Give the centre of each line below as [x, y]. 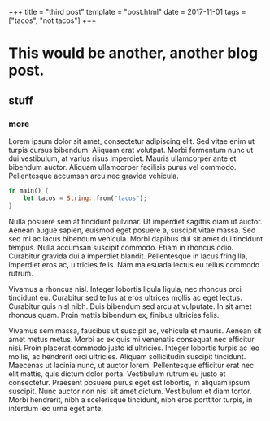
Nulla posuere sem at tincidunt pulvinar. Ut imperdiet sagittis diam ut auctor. [135, 221]
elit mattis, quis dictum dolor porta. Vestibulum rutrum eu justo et [117, 374]
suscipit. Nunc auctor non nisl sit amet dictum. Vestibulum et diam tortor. [130, 391]
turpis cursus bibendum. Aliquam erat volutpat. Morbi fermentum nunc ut [131, 150]
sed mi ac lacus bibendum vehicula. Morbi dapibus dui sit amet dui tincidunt [136, 238]
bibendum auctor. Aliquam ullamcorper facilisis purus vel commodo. [122, 167]
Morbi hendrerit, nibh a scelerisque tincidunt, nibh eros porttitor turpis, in [131, 399]
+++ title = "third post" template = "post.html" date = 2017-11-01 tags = [127, 12]
